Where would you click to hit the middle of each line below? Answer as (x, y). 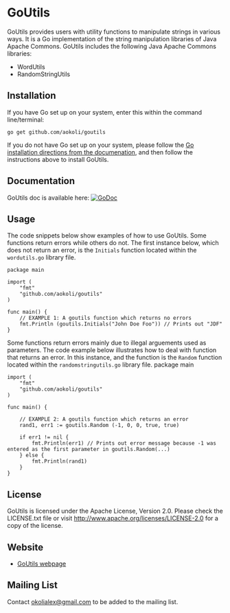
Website (25, 547)
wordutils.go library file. (42, 257)
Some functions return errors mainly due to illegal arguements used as (107, 343)
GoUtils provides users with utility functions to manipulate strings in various (114, 32)
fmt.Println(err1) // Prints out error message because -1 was (124, 443)
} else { (32, 455)
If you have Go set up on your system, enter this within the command (105, 112)
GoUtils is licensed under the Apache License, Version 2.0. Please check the (115, 511)
